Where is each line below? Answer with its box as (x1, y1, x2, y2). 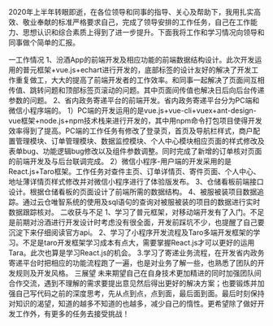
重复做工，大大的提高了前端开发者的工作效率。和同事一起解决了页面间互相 (15, 76, 265, 85)
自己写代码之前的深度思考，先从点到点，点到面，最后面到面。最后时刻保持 (15, 289, 265, 298)
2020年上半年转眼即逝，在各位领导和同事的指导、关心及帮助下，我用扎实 (8, 7, 254, 16)
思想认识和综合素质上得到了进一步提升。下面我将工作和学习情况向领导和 (22, 28, 265, 37)
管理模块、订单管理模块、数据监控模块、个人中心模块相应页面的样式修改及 (15, 137, 265, 146)
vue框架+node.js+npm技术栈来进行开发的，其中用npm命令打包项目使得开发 (8, 116, 262, 125)
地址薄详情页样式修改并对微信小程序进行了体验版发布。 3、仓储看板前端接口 (8, 177, 264, 186)
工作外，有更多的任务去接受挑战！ (15, 309, 130, 319)
